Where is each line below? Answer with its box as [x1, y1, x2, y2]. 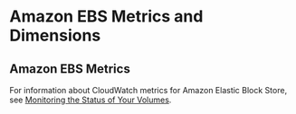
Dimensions [9, 25, 101, 46]
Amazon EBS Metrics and [9, 6, 204, 27]
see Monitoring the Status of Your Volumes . [9, 94, 172, 105]
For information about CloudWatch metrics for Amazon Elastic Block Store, [9, 85, 288, 95]
